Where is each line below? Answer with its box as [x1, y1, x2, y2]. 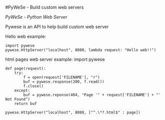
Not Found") [5, 97, 30, 102]
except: [14, 88, 30, 93]
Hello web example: [5, 34, 46, 39]
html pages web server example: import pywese [5, 56, 105, 62]
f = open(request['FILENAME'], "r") [23, 75, 100, 80]
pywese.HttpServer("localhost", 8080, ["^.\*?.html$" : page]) [5, 110, 141, 115]
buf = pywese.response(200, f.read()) [23, 79, 105, 84]
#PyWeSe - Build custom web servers [5, 5, 84, 10]
